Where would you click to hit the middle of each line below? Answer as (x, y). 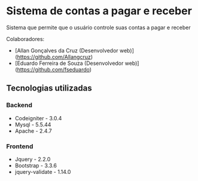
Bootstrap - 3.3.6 (36, 166)
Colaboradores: (25, 39)
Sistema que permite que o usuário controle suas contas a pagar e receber (99, 27)
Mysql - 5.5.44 (33, 124)
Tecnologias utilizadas (49, 88)
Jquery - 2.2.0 (33, 159)
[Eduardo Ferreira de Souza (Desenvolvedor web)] (77, 63)
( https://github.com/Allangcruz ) (54, 57)
